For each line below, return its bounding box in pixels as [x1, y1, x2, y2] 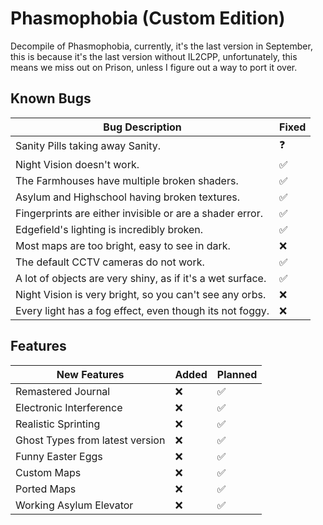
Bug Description [103, 120, 182, 134]
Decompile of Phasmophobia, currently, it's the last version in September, [10, 40, 313, 52]
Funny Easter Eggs [15, 449, 103, 463]
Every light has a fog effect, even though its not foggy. [15, 303, 270, 317]
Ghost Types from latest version [15, 433, 166, 447]
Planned [216, 367, 258, 381]
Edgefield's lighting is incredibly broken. [15, 222, 204, 236]
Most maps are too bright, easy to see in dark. [15, 238, 231, 252]
